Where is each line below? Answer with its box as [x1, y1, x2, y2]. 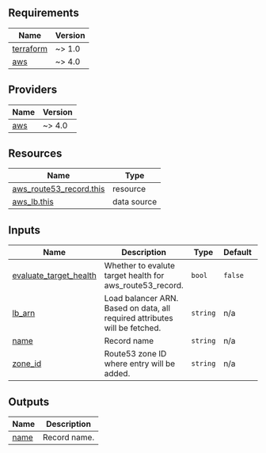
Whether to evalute [104, 261, 176, 272]
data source [112, 196, 157, 207]
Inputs [8, 223, 41, 237]
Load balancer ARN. [104, 293, 179, 304]
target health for [104, 270, 165, 281]
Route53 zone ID [104, 348, 167, 360]
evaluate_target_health [12, 270, 97, 281]
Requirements [8, 6, 79, 20]
